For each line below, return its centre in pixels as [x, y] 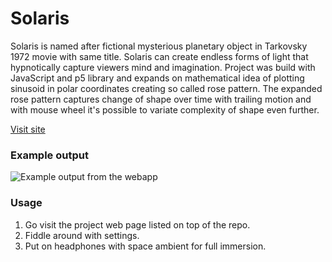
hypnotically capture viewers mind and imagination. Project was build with [163, 67]
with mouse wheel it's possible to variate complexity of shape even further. [165, 109]
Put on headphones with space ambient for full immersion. [145, 246]
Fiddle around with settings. [82, 235]
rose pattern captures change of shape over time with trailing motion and [161, 99]
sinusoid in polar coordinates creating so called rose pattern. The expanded [166, 88]
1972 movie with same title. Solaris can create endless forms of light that [159, 56]
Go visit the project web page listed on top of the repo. [137, 224]
